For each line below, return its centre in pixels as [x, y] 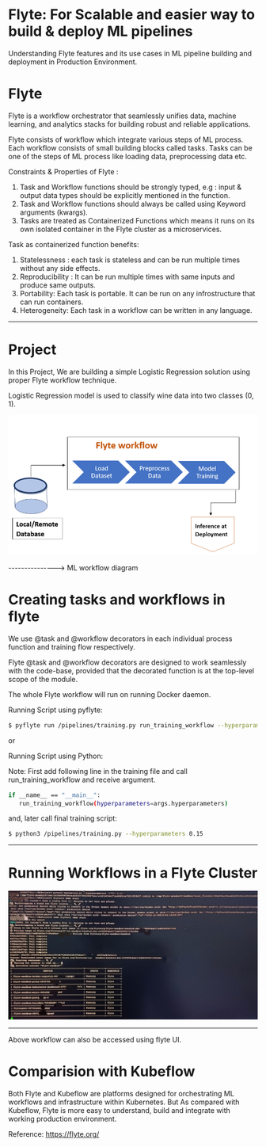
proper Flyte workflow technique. [63, 380]
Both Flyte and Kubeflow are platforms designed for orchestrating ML [122, 1094]
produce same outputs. [58, 285]
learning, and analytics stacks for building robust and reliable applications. [129, 124]
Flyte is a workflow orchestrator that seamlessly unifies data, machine [122, 116]
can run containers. [51, 302]
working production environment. [63, 1119]
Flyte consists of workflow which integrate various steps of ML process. [126, 139]
